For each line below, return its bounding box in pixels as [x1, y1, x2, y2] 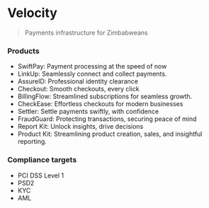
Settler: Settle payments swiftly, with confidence [17, 108, 159, 116]
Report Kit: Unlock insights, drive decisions [17, 122, 144, 131]
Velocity [7, 5, 58, 21]
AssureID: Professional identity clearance [17, 77, 139, 86]
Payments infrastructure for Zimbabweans [24, 28, 148, 37]
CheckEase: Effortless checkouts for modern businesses [17, 100, 183, 108]
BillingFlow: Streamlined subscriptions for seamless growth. [17, 92, 193, 100]
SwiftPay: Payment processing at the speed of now [17, 62, 167, 71]
